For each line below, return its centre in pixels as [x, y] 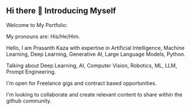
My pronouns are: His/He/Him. [43, 36]
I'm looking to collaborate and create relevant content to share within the [94, 94]
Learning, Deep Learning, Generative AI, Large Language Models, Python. [96, 54]
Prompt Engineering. [31, 72]
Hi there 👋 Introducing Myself [61, 11]
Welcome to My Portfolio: [37, 25]
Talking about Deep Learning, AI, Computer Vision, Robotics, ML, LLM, [92, 65]
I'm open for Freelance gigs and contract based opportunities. [82, 83]
